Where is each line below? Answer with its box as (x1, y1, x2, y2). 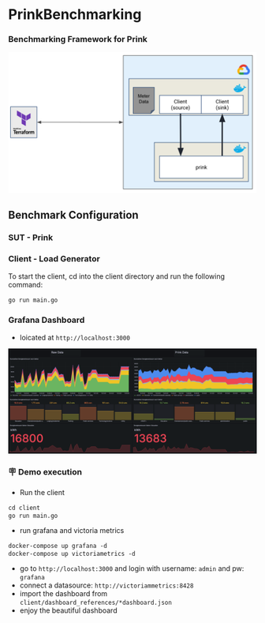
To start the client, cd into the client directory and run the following (8, 271, 225, 281)
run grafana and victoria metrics (19, 525, 125, 535)
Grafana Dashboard (8, 314, 85, 325)
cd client (8, 504, 41, 512)
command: (8, 280, 43, 289)
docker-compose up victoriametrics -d (8, 550, 136, 557)
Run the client (19, 487, 65, 497)
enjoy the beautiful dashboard (19, 606, 118, 615)
